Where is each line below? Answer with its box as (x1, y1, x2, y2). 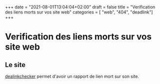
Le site (5, 60, 26, 69)
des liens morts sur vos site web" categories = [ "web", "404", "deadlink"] (5, 9, 153, 15)
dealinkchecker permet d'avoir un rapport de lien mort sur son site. (5, 73, 140, 79)
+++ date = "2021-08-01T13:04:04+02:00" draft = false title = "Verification (5, 4, 156, 10)
